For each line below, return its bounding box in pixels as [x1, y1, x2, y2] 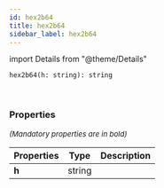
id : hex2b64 [9, 12, 53, 22]
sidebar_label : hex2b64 [9, 29, 98, 38]
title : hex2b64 [9, 21, 66, 30]
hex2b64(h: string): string [9, 71, 113, 80]
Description [100, 149, 151, 161]
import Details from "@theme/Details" [9, 54, 148, 65]
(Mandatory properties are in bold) [9, 129, 128, 138]
